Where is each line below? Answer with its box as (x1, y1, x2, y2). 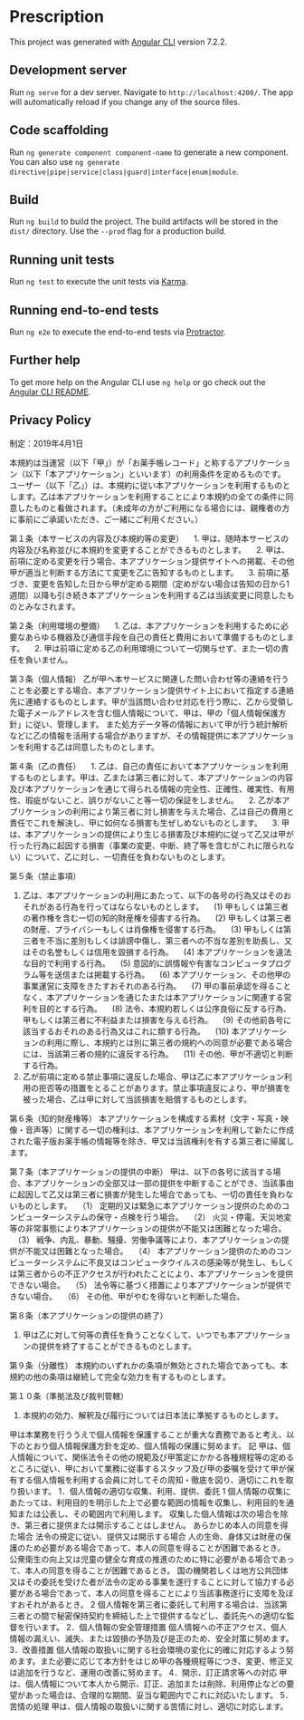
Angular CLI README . (9, 386, 91, 397)
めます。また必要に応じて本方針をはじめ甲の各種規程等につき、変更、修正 (9, 1656, 286, 1667)
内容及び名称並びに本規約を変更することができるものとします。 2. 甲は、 (9, 544, 290, 555)
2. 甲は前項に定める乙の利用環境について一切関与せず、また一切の (34, 643, 281, 653)
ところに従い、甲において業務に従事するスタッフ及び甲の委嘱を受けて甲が (9, 1463, 287, 1474)
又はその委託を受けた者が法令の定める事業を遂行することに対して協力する (9, 1576, 287, 1587)
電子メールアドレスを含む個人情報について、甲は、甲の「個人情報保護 (16, 707, 279, 718)
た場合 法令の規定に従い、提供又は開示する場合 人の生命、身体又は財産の (9, 1531, 283, 1541)
